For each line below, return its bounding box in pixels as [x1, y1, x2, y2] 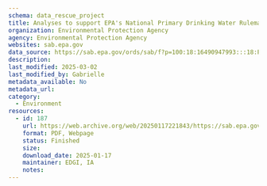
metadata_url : [8, 85, 56, 93]
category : [8, 93, 41, 101]
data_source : [8, 48, 52, 56]
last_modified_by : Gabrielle [8, 70, 105, 78]
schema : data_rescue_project [8, 11, 105, 20]
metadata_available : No [8, 78, 87, 85]
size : [22, 144, 41, 152]
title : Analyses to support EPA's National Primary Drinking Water [8, 19, 237, 27]
